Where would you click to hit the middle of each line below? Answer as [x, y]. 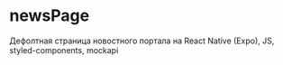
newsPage [50, 16]
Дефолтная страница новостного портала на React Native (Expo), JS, [142, 41]
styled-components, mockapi [64, 50]
